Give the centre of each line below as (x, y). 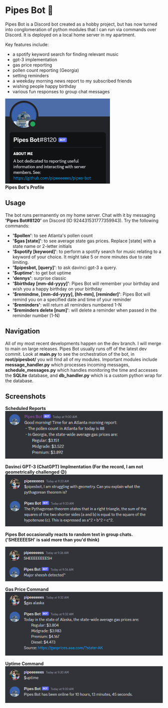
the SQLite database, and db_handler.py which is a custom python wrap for (84, 375)
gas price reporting (32, 65)
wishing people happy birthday (44, 86)
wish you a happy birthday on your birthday (57, 289)
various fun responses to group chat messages (61, 91)
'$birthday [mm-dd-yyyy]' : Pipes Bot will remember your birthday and (86, 284)
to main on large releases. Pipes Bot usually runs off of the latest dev (76, 349)
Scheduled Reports (25, 408)
